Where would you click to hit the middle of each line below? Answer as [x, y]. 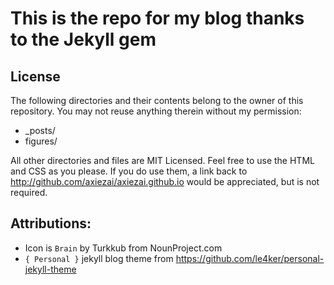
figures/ [41, 141]
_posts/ [40, 130]
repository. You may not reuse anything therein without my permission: [156, 111]
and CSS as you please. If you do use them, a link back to [129, 171]
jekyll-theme [50, 269]
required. [29, 192]
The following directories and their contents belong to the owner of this [157, 100]
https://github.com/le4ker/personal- [250, 258]
